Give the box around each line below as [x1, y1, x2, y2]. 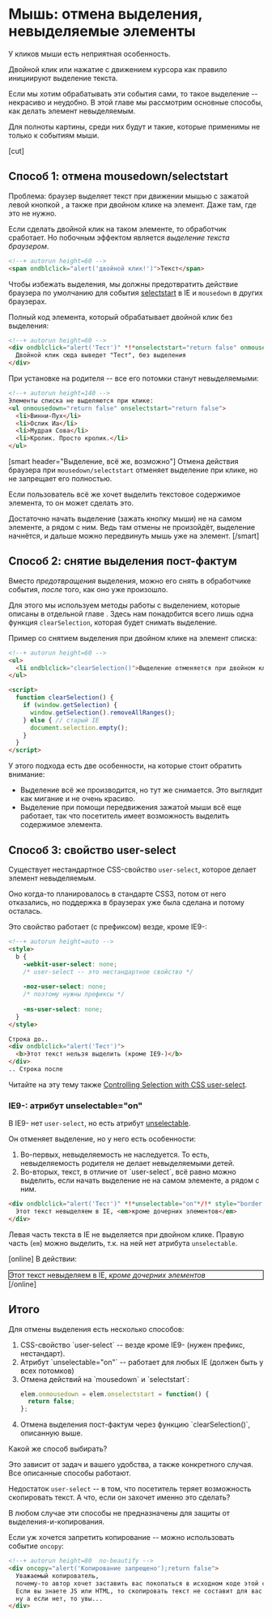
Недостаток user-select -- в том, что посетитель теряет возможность [8, 1484, 252, 1494]
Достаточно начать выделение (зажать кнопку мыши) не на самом [8, 514, 243, 523]
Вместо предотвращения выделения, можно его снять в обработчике [8, 576, 252, 586]
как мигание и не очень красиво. [19, 794, 136, 804]
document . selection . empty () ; [29, 723, 129, 732]
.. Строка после [8, 1065, 63, 1073]
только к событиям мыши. [8, 130, 100, 140]
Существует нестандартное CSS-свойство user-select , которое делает [8, 864, 257, 874]
